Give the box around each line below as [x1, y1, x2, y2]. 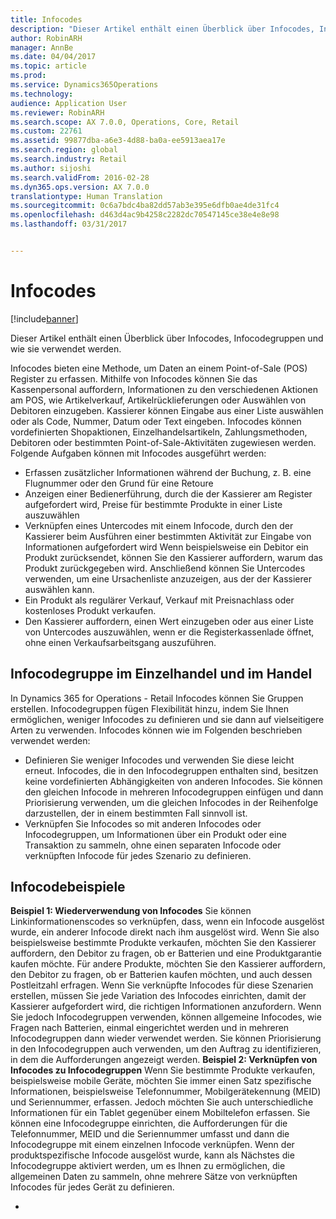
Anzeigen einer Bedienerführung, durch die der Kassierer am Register [24, 487, 313, 500]
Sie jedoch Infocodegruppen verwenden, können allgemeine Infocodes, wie [10, 1011, 322, 1023]
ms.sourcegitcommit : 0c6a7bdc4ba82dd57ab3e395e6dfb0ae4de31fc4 [10, 201, 280, 211]
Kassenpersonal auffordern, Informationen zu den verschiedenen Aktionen [10, 383, 318, 395]
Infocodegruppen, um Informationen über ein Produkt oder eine [24, 828, 287, 840]
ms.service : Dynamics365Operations [10, 80, 159, 90]
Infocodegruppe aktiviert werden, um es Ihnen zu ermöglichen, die [10, 1160, 286, 1172]
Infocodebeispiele [10, 879, 126, 896]
